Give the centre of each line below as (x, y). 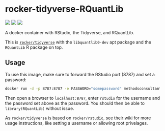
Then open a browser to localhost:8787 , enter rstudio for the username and (82, 98)
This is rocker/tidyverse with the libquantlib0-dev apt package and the (78, 42)
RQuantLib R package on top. (34, 47)
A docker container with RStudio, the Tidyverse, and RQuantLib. (70, 32)
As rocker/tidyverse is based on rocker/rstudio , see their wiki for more (78, 118)
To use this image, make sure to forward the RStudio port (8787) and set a (80, 74)
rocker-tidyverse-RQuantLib (64, 9)
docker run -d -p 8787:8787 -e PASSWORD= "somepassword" (63, 88)
